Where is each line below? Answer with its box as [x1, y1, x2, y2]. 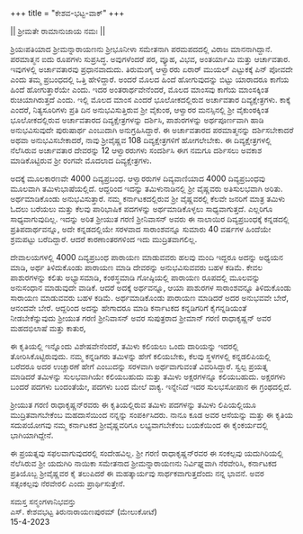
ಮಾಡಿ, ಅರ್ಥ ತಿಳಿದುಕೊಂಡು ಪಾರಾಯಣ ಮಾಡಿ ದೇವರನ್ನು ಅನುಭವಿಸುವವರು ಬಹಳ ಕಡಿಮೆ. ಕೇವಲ [10, 262, 263, 273]
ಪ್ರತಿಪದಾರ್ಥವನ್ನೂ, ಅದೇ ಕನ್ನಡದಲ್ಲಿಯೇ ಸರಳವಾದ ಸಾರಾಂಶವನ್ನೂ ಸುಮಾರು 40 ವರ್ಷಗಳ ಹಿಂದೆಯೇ [10, 224, 272, 234]
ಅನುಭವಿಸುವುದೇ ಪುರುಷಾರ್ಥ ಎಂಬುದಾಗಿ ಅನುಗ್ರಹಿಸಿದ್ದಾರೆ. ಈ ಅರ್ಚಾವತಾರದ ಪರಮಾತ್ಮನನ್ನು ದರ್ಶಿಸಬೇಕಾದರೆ [10, 125, 294, 135]
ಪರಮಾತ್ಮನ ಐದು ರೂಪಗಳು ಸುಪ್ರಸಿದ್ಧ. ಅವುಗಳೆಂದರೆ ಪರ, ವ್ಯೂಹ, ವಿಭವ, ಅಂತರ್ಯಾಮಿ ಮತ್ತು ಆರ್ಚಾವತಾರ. [10, 54, 290, 64]
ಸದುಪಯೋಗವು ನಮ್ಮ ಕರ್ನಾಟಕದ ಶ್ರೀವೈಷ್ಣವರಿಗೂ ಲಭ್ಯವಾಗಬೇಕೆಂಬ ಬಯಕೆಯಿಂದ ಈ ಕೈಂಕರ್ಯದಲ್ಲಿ [10, 420, 269, 430]
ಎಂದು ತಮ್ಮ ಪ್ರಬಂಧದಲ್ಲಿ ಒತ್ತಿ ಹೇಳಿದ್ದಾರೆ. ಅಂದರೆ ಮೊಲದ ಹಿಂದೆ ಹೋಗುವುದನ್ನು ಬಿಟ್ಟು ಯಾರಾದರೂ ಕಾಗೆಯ [10, 74, 290, 85]
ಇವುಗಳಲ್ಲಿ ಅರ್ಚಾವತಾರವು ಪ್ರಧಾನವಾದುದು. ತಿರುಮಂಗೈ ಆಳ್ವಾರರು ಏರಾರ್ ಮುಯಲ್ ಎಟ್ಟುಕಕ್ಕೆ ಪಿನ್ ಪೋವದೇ [10, 64, 293, 75]
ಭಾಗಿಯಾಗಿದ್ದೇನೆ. [10, 430, 54, 440]
